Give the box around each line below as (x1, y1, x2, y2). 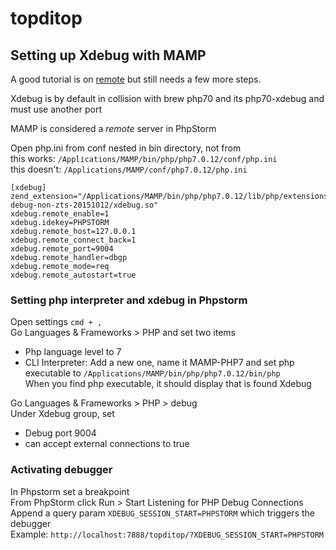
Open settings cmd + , (10, 316, 103, 328)
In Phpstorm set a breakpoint (10, 485, 130, 497)
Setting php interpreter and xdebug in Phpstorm (10, 293, 248, 307)
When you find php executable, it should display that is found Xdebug (24, 378, 312, 390)
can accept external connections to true (24, 438, 190, 450)
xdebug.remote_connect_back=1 (10, 235, 137, 245)
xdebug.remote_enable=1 (10, 209, 110, 219)
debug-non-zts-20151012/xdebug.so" (10, 200, 159, 210)
